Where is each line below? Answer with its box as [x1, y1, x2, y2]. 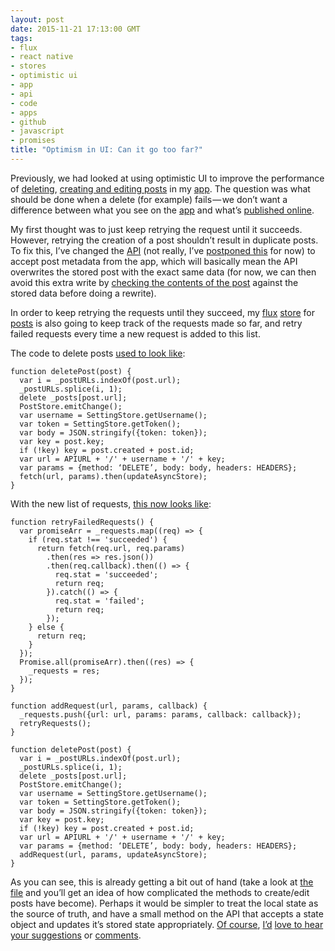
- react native [10, 52, 74, 62]
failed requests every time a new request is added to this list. [10, 327, 261, 340]
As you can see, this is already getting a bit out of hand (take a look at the [10, 876, 314, 888]
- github [10, 117, 47, 127]
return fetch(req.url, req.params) [36, 543, 186, 553]
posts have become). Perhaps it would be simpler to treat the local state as [10, 897, 319, 909]
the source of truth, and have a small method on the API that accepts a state [10, 907, 324, 920]
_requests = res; [28, 666, 101, 676]
